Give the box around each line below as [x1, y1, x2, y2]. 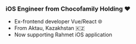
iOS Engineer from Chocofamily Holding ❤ [5, 5, 131, 13]
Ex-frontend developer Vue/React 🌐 [14, 18, 103, 25]
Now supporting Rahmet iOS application [14, 31, 112, 38]
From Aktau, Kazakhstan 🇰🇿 [14, 25, 86, 32]
